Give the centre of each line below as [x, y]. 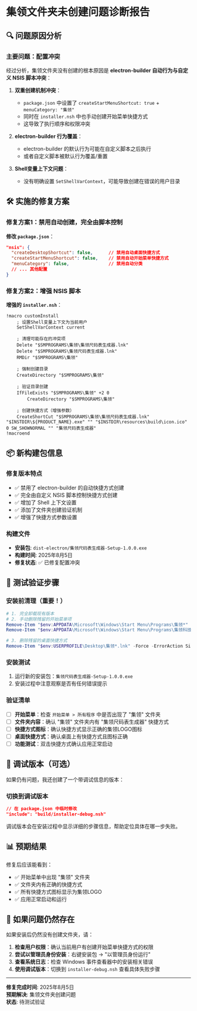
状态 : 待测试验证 [26, 1002]
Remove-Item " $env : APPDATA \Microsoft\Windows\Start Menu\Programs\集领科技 [99, 630]
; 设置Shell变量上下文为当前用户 [52, 322]
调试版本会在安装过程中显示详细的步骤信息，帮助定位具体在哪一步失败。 [93, 826]
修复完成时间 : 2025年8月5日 [40, 987]
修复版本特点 [24, 473]
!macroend [18, 433]
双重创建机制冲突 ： [38, 90]
